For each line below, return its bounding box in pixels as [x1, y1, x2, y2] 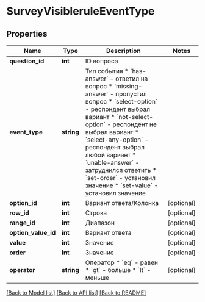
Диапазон [85, 218, 115, 227]
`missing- [113, 82, 142, 90]
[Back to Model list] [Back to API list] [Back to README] [6, 289, 146, 297]
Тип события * [85, 67, 129, 75]
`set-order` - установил [85, 174, 156, 182]
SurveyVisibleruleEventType [6, 4, 155, 18]
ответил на [115, 74, 148, 83]
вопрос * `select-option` [85, 98, 158, 106]
